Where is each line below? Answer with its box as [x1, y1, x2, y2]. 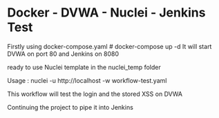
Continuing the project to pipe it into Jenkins [7, 103, 133, 111]
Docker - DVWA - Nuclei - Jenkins [7, 5, 206, 21]
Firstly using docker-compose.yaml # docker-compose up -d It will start [7, 42, 212, 50]
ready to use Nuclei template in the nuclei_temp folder [7, 63, 161, 71]
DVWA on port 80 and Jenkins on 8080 [7, 50, 120, 58]
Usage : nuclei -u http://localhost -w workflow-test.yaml [7, 76, 167, 84]
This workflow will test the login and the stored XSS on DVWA [7, 90, 183, 98]
